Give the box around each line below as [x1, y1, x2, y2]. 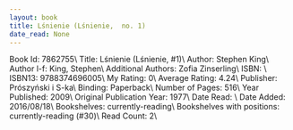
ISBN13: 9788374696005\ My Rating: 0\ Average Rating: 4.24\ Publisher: [9, 73, 278, 84]
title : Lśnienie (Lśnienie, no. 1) [9, 21, 146, 30]
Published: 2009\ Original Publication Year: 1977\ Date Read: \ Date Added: [9, 92, 286, 102]
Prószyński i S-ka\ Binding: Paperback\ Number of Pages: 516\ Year [9, 82, 260, 93]
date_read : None [9, 29, 70, 38]
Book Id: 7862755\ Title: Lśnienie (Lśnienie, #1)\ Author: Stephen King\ [9, 54, 270, 65]
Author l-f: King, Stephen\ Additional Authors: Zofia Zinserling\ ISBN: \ [9, 63, 267, 74]
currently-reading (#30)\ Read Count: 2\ [9, 110, 158, 121]
